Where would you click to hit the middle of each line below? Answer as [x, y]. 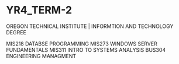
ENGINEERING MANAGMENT [41, 56]
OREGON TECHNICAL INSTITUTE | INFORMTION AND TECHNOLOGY [90, 26]
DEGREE [16, 32]
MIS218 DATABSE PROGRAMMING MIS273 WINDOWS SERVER [82, 44]
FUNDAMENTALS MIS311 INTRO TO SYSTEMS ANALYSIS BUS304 [86, 49]
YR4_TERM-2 [39, 10]
